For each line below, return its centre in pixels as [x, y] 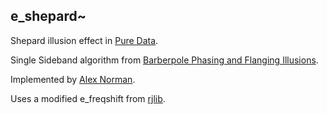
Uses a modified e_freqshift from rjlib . [88, 98]
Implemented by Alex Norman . [73, 79]
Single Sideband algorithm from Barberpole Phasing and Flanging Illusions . [164, 60]
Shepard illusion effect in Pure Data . [84, 40]
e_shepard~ [48, 16]
